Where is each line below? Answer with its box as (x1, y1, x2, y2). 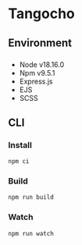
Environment (8, 36, 73, 50)
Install (8, 139, 33, 150)
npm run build (8, 194, 55, 202)
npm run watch (8, 229, 55, 237)
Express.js (19, 76, 53, 86)
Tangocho (8, 5, 76, 23)
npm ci (8, 158, 30, 165)
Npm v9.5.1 (19, 68, 55, 77)
